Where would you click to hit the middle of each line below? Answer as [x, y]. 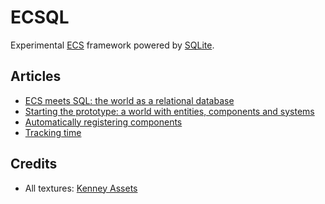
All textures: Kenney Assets [81, 188]
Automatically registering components [103, 122]
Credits [34, 164]
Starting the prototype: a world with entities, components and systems [169, 111]
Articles [36, 76]
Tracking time [53, 132]
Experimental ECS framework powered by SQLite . [112, 45]
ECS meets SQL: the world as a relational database [129, 100]
